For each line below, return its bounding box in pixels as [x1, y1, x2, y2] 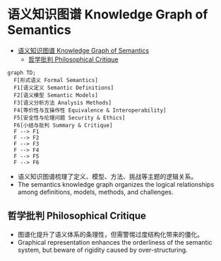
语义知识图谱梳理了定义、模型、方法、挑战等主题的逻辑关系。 [17, 172, 198, 180]
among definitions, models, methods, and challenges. [17, 187, 174, 196]
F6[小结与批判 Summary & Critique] [13, 122, 113, 129]
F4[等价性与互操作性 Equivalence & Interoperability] [13, 107, 167, 114]
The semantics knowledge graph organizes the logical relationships [17, 180, 215, 188]
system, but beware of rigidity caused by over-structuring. [17, 245, 189, 254]
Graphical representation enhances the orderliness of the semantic [17, 238, 213, 246]
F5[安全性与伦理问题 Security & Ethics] [13, 114, 126, 121]
